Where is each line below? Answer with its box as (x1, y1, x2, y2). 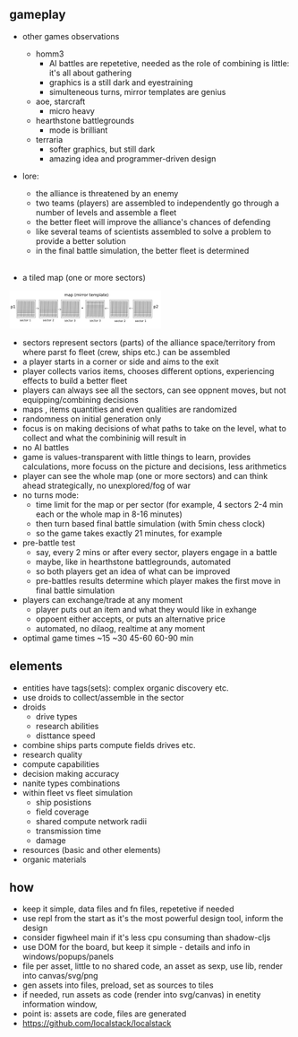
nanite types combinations (21, 778, 121, 789)
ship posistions (35, 797, 92, 807)
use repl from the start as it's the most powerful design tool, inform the (21, 913, 284, 924)
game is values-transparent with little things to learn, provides (21, 451, 251, 462)
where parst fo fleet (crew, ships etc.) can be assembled (21, 346, 231, 357)
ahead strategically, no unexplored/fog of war (21, 480, 191, 491)
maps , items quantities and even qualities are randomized (21, 404, 237, 414)
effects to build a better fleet (21, 375, 128, 386)
